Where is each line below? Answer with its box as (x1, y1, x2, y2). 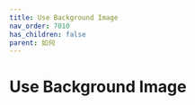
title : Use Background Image (9, 13, 119, 22)
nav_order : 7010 (9, 22, 70, 31)
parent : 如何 (9, 38, 56, 48)
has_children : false (9, 30, 87, 39)
